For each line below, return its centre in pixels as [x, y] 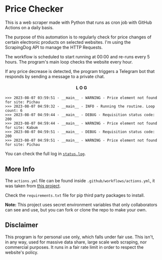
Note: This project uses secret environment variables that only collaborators [81, 205]
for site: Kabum [21, 128]
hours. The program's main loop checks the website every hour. [69, 62]
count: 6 [14, 111]
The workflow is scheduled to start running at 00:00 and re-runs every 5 [78, 56]
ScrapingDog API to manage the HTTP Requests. [54, 47]
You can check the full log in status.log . [45, 154]
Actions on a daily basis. [29, 27]
